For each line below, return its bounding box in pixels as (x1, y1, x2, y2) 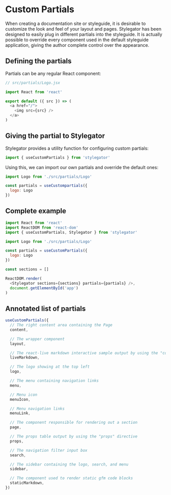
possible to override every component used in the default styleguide (5, 37, 149, 43)
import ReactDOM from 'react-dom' (5, 225, 79, 230)
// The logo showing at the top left (10, 364, 90, 370)
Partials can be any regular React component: (5, 70, 101, 76)
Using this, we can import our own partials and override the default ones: (5, 164, 159, 170)
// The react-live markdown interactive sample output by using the (10, 350, 158, 355)
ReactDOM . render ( (5, 276, 42, 281)
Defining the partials (5, 57, 72, 66)
